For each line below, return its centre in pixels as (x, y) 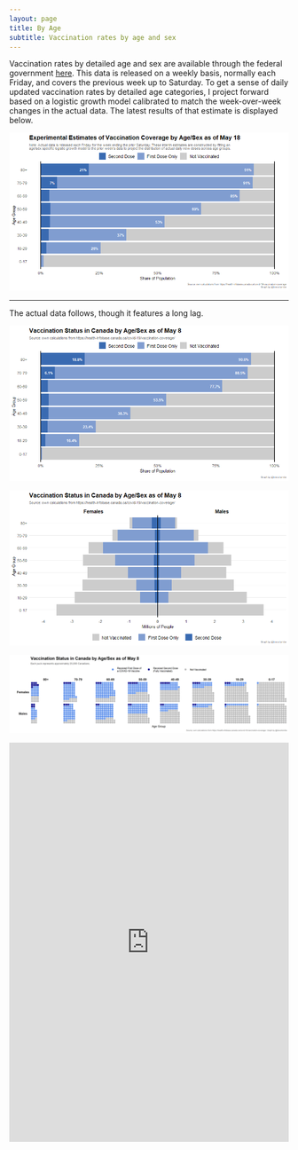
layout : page (33, 19)
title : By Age (35, 28)
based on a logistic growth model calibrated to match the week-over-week (145, 101)
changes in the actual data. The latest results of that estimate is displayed (144, 111)
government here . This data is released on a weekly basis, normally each (143, 73)
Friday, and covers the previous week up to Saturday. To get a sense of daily (149, 83)
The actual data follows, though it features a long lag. (106, 313)
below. (21, 121)
